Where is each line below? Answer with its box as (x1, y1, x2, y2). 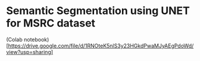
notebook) (23, 36, 49, 43)
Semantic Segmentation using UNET (6, 4, 190, 18)
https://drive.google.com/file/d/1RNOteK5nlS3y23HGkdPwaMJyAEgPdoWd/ (8, 42, 194, 49)
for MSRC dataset (6, 16, 96, 30)
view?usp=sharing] (6, 48, 54, 55)
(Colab (6, 36, 23, 43)
